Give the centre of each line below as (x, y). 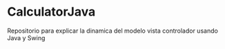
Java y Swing (26, 37)
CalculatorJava (51, 12)
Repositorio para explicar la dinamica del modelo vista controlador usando (113, 31)
